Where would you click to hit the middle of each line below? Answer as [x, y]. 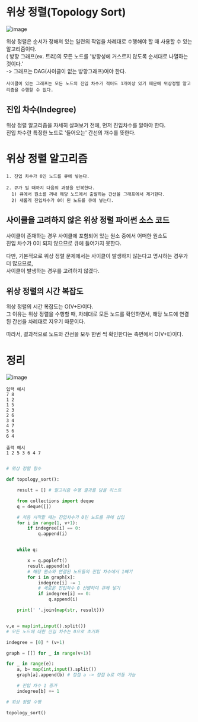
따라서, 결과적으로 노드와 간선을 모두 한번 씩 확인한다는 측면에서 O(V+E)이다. [95, 334]
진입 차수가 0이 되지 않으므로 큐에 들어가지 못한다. [64, 243]
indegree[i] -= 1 [59, 583]
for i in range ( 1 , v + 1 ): [47, 523]
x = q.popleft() [47, 561]
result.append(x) [49, 566]
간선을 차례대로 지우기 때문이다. [49, 322]
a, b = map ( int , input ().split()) [57, 670]
